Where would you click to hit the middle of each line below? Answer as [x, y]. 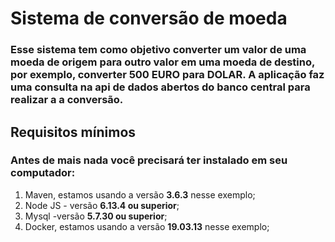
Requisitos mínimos [73, 132]
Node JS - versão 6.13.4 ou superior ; [102, 205]
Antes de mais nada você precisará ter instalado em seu [149, 160]
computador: [43, 173]
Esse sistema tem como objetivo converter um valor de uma [158, 50]
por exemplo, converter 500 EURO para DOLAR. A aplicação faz [167, 75]
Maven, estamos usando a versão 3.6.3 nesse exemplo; [140, 194]
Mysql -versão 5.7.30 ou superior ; [96, 216]
